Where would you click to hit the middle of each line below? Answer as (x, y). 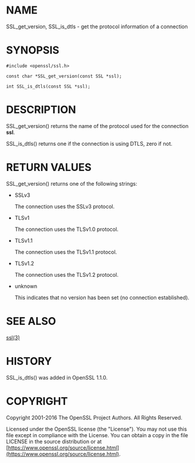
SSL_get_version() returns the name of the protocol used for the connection (97, 126)
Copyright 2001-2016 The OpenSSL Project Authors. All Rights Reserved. (94, 417)
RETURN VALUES (49, 167)
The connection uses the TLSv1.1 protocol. (66, 252)
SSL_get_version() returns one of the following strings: (72, 183)
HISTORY (29, 361)
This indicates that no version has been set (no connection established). (102, 297)
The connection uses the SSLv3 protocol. (65, 206)
